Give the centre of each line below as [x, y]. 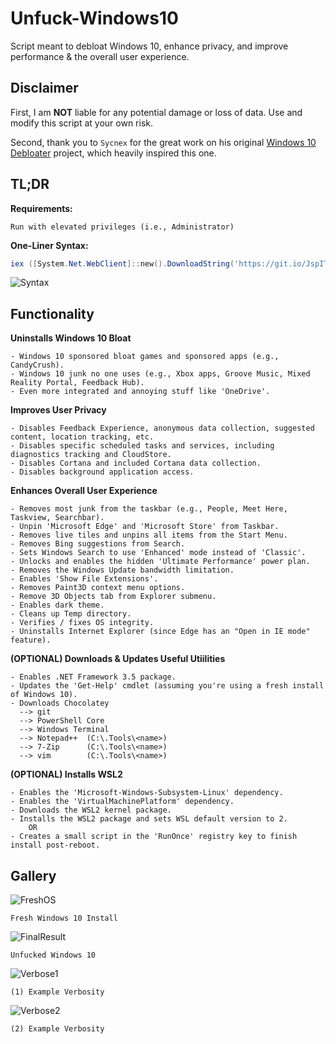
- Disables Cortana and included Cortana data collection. [136, 463]
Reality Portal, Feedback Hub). [77, 383]
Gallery [33, 875]
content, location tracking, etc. [82, 437]
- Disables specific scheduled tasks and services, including [142, 446]
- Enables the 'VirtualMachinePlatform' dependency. [122, 802]
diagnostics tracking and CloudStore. [91, 455]
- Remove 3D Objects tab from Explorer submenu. [113, 597]
